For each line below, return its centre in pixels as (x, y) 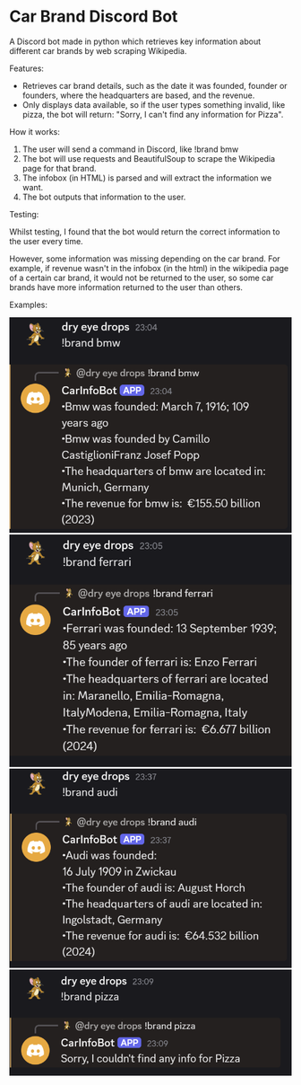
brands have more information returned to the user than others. (126, 287)
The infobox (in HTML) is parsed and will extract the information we (147, 178)
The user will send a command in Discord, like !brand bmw (130, 149)
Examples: (28, 304)
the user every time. (46, 241)
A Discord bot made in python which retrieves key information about (135, 41)
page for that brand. (59, 168)
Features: (27, 68)
